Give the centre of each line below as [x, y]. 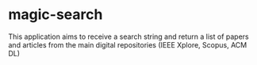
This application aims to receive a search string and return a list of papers [128, 36]
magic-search [56, 15]
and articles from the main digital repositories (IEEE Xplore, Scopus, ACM [128, 44]
